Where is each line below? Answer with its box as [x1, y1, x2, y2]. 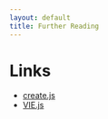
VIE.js [22, 100, 44, 111]
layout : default [9, 13, 71, 23]
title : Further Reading [9, 22, 100, 31]
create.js [22, 90, 56, 101]
